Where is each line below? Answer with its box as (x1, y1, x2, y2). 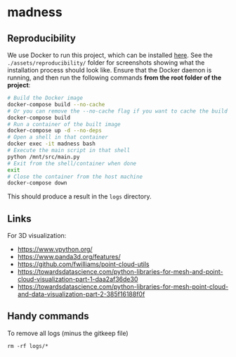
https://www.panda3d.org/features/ (17, 253, 121, 261)
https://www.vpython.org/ (17, 245, 93, 253)
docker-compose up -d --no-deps (7, 127, 102, 134)
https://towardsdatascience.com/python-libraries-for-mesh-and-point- (17, 268, 223, 276)
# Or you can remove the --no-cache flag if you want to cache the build (7, 107, 228, 115)
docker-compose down (7, 180, 68, 187)
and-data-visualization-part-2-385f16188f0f (17, 290, 145, 299)
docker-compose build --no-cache (7, 101, 105, 108)
